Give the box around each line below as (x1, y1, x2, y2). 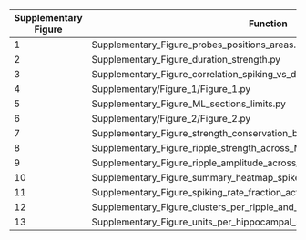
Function (249, 17, 289, 30)
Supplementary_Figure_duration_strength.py (91, 54, 280, 65)
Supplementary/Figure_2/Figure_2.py (91, 113, 251, 125)
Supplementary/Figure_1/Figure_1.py (91, 83, 251, 95)
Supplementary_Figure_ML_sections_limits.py (91, 97, 287, 110)
